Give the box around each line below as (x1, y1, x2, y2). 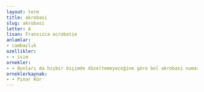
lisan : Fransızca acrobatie (6, 31, 78, 38)
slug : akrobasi (6, 20, 45, 26)
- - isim (6, 54, 29, 60)
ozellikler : (6, 48, 36, 54)
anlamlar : (6, 37, 32, 43)
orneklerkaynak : (6, 71, 47, 77)
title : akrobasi (6, 15, 47, 21)
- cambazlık (6, 43, 36, 49)
